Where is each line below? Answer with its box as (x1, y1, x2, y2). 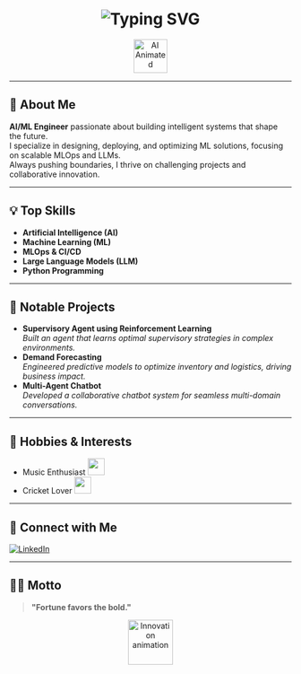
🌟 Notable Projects (9, 299, 116, 314)
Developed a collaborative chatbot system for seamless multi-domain (21, 390, 281, 401)
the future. (9, 130, 48, 141)
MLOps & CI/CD (21, 246, 82, 257)
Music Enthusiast (21, 467, 86, 477)
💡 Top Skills (9, 203, 76, 219)
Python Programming (21, 265, 105, 276)
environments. (21, 342, 76, 354)
